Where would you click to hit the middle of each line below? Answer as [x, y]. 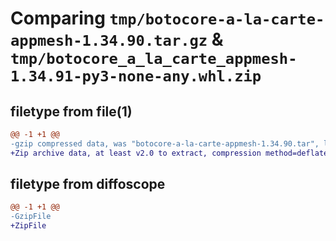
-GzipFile [31, 217]
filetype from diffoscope [88, 184]
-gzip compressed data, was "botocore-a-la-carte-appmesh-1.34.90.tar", [165, 143]
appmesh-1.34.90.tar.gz [109, 41]
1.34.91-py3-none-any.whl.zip [136, 76]
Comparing [58, 18]
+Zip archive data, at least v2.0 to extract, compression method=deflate [169, 153]
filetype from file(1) [71, 111]
